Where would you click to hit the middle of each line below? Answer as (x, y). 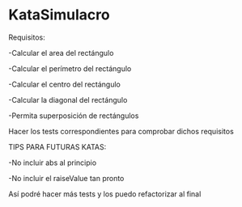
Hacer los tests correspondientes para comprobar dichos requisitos (121, 131)
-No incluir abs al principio (53, 163)
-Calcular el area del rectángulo (61, 53)
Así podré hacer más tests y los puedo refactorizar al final (105, 194)
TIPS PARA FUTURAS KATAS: (57, 146)
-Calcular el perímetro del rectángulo (70, 68)
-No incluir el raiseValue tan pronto (66, 178)
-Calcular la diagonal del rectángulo (68, 99)
